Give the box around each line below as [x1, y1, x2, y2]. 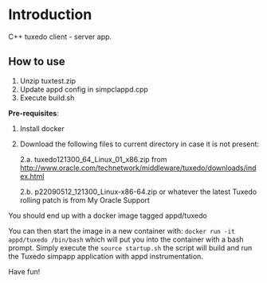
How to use [8, 55, 65, 68]
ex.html [19, 171, 45, 180]
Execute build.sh [19, 93, 75, 103]
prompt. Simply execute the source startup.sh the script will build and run [8, 242, 253, 252]
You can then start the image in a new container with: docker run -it [8, 226, 235, 235]
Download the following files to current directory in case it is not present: [19, 139, 260, 149]
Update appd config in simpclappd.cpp [19, 84, 149, 94]
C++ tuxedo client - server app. [8, 32, 112, 41]
